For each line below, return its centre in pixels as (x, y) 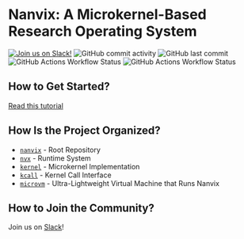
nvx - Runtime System (55, 158)
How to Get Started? (59, 87)
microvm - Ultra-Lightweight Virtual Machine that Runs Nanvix (120, 183)
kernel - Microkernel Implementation (80, 166)
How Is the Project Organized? (84, 131)
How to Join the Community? (81, 208)
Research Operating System (103, 31)
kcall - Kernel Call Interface (66, 175)
